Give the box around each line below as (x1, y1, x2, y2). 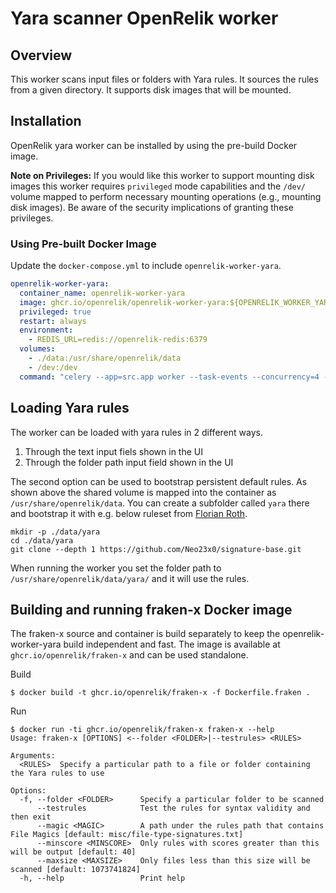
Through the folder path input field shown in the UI (24, 456, 234, 468)
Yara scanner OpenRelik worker (10, 7, 279, 30)
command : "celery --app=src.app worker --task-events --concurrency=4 (19, 372, 320, 382)
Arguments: (10, 751, 56, 761)
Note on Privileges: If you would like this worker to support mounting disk (10, 169, 315, 181)
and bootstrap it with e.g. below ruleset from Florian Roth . (10, 507, 248, 519)
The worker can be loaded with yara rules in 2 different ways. (10, 426, 263, 438)
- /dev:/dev (28, 362, 78, 372)
